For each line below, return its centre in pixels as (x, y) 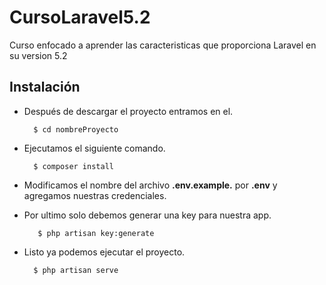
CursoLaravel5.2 (80, 17)
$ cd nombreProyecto (76, 129)
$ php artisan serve (76, 270)
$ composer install (73, 166)
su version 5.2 (38, 55)
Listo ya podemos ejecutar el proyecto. (104, 252)
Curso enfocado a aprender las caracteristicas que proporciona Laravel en (163, 45)
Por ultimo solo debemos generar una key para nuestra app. (147, 215)
